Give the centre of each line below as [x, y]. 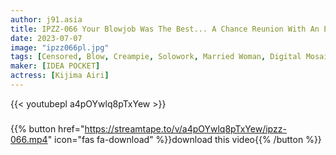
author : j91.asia [46, 19]
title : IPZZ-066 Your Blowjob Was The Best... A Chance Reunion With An [165, 29]
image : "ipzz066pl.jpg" [60, 47]
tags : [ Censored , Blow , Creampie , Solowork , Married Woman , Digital [156, 57]
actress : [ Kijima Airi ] [60, 76]
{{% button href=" [47, 128]
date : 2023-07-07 [46, 38]
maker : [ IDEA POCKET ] [55, 66]
